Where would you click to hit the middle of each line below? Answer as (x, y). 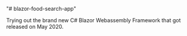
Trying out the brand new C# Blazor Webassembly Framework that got (94, 20)
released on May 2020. (35, 27)
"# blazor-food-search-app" (41, 9)
